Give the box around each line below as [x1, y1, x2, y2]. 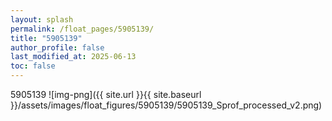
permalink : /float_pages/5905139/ [10, 24, 155, 34]
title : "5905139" [10, 33, 83, 43]
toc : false [10, 61, 56, 71]
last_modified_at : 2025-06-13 [10, 52, 137, 62]
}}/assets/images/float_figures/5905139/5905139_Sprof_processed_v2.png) [10, 99, 323, 111]
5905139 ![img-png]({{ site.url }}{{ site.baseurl [10, 89, 202, 100]
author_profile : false [10, 42, 105, 53]
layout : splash [10, 14, 74, 25]
